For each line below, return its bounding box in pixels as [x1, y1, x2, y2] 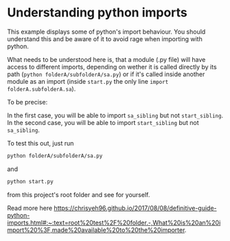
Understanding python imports [7, 5, 187, 21]
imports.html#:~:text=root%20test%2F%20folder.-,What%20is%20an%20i [7, 218, 221, 227]
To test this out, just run [7, 139, 74, 147]
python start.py [7, 178, 54, 185]
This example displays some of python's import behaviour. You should [7, 27, 206, 36]
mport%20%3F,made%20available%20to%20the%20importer [7, 225, 185, 234]
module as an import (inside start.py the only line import [7, 77, 169, 85]
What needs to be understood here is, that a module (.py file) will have [7, 55, 206, 63]
